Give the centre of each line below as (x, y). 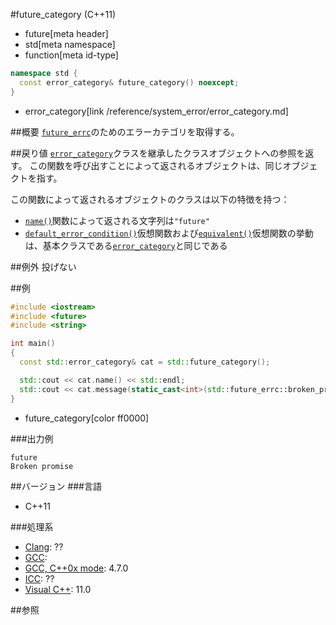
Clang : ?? (44, 546)
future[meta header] (66, 33)
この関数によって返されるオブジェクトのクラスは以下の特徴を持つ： (150, 199)
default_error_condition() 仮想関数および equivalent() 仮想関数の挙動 (169, 233)
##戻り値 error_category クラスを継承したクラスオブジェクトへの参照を (158, 153)
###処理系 (32, 526)
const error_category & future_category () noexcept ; (129, 82)
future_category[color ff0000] (87, 418)
